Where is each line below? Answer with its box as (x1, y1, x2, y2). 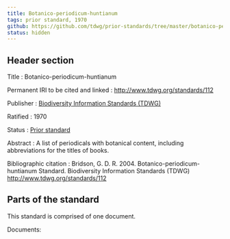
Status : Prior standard (7, 126, 71, 134)
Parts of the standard (7, 194, 99, 205)
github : (7, 23, 29, 29)
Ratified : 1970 (7, 112, 47, 121)
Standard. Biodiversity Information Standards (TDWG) (38, 167, 190, 175)
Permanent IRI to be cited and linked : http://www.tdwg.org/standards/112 (7, 86, 214, 95)
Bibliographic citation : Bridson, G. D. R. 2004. (7, 160, 136, 168)
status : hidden (7, 29, 51, 36)
